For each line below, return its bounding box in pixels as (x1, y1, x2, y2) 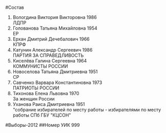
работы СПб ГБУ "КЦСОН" (12, 112, 71, 118)
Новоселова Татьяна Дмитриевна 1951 (12, 69, 98, 75)
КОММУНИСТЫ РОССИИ (12, 63, 68, 69)
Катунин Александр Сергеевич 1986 (12, 47, 93, 53)
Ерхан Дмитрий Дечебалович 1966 (12, 36, 90, 42)
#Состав (5, 5, 24, 10)
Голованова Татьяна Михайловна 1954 (12, 25, 97, 31)
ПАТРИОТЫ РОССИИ (12, 85, 60, 91)
